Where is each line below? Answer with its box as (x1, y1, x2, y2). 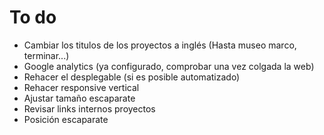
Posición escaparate (23, 113, 109, 125)
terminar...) (23, 49, 70, 61)
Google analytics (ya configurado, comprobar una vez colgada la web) (23, 60, 315, 72)
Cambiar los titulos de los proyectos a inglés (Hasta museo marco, (23, 39, 297, 51)
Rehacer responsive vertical (23, 81, 140, 93)
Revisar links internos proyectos (23, 102, 156, 115)
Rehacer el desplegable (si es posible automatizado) (23, 71, 241, 83)
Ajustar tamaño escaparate (23, 92, 136, 104)
